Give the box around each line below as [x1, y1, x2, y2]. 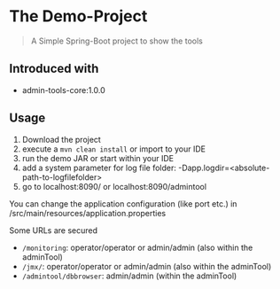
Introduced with [9, 61, 99, 76]
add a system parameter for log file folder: [21, 162, 177, 173]
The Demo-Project [9, 6, 148, 27]
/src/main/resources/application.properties [9, 207, 167, 218]
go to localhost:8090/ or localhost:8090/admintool [21, 181, 206, 191]
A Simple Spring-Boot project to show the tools [30, 35, 204, 46]
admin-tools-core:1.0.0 [21, 84, 106, 95]
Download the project [21, 134, 102, 144]
